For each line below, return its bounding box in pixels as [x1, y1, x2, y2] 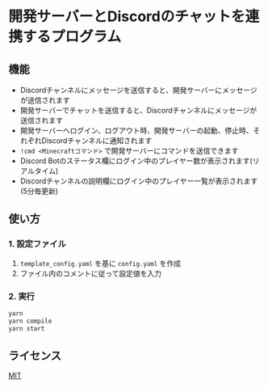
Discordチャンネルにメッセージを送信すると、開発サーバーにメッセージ [19, 86, 258, 95]
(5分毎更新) [19, 187, 59, 196]
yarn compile [8, 317, 52, 325]
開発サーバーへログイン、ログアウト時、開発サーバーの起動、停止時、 [19, 126, 253, 135]
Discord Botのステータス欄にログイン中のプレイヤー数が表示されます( [19, 156, 253, 166]
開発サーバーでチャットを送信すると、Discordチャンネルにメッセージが [19, 106, 258, 115]
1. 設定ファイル [8, 238, 67, 250]
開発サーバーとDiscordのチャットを [8, 7, 245, 26]
